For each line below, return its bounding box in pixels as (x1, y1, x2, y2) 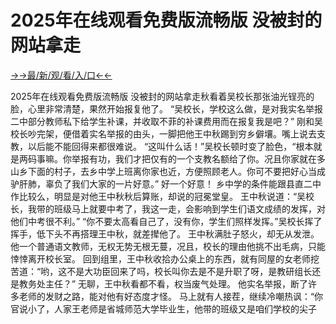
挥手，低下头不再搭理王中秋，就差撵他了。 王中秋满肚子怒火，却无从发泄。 (10, 227, 320, 240)
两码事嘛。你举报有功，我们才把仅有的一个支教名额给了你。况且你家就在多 (18, 152, 326, 165)
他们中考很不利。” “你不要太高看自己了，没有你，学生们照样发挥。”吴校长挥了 (10, 215, 323, 227)
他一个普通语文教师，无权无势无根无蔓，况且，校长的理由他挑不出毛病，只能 (10, 240, 326, 252)
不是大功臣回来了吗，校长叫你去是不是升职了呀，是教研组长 (66, 265, 313, 277)
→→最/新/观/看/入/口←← (10, 69, 113, 81)
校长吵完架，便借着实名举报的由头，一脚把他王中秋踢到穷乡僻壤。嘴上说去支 (10, 127, 326, 140)
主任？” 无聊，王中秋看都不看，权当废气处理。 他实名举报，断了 (44, 277, 309, 290)
